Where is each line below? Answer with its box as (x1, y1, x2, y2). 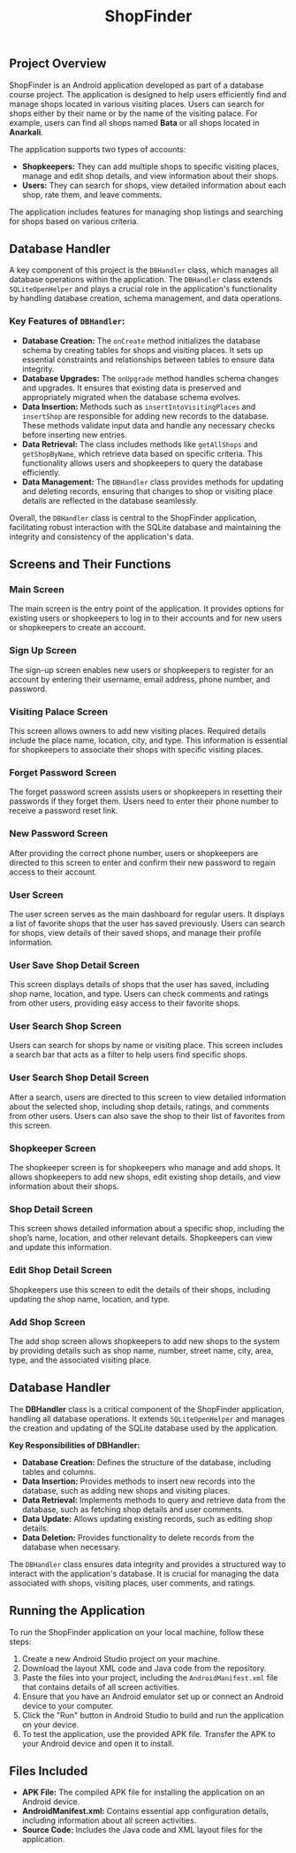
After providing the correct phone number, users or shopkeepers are (9, 847, 259, 858)
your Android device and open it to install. (21, 1738, 174, 1749)
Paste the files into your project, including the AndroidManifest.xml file (21, 1672, 278, 1683)
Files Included (9, 1764, 88, 1779)
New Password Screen (9, 828, 109, 840)
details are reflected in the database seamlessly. (21, 495, 199, 506)
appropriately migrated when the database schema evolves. (21, 391, 241, 402)
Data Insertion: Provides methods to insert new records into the (21, 1476, 255, 1486)
